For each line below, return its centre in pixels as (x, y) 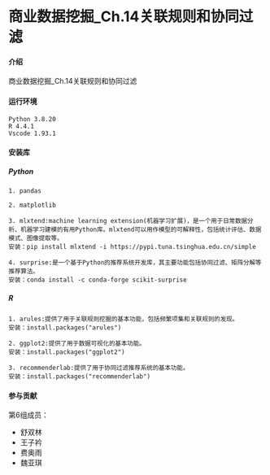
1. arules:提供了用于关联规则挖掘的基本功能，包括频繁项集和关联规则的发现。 (124, 319)
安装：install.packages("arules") (65, 328)
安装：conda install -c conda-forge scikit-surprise (98, 280)
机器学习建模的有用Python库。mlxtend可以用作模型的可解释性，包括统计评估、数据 (141, 230)
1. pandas (25, 191)
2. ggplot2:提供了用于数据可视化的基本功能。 (77, 344)
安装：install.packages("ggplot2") (67, 352)
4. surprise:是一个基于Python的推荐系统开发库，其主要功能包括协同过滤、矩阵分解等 (135, 263)
